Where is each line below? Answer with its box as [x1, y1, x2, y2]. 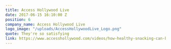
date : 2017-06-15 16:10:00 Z [5, 12, 67, 17]
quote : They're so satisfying [5, 31, 70, 36]
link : [5, 36, 17, 41]
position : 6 [5, 17, 31, 22]
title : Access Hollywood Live [5, 7, 70, 13]
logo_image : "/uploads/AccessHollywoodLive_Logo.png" [5, 27, 122, 32]
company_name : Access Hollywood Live [5, 21, 85, 27]
